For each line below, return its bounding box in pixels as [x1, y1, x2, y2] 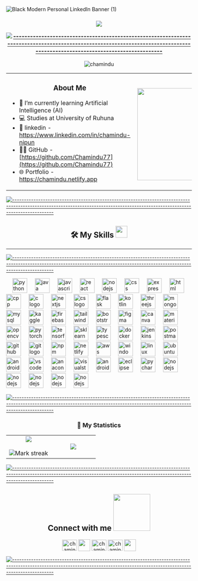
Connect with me [47, 523, 112, 533]
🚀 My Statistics [77, 421, 121, 430]
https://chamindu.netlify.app [19, 175, 98, 183]
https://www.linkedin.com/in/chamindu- [19, 131, 131, 139]
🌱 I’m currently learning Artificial [19, 98, 108, 107]
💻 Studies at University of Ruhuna [19, 114, 114, 122]
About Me [53, 83, 87, 93]
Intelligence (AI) [19, 106, 64, 114]
